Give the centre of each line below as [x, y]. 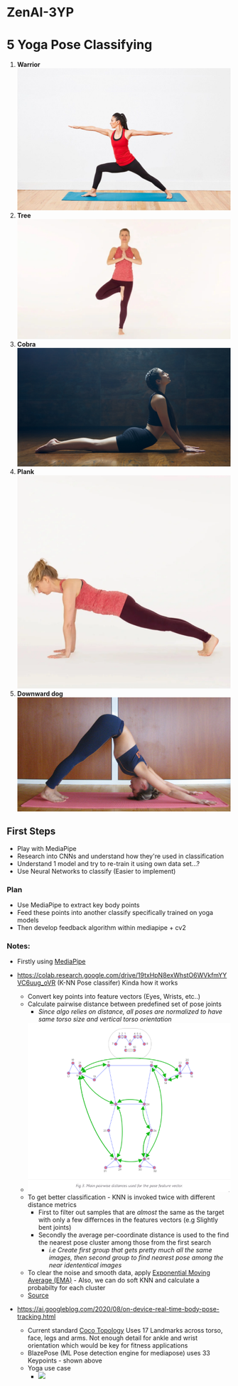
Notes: [18, 946]
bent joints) [55, 1227]
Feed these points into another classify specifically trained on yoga [115, 912]
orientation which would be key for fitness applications [108, 1345]
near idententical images [85, 1265]
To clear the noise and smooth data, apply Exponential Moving [119, 1272]
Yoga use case [49, 1368]
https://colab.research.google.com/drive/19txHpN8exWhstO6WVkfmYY [122, 975]
